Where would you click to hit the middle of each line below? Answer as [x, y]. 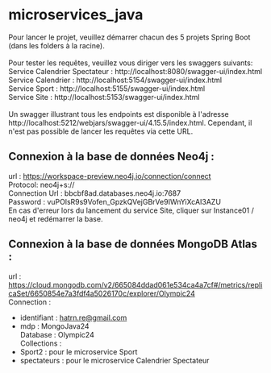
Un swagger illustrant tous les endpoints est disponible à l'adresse [119, 114]
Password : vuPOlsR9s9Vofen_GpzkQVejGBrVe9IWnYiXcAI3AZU [115, 201]
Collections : [41, 343]
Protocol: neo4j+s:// [42, 184]
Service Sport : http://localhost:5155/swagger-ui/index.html [107, 88]
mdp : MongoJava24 [55, 326]
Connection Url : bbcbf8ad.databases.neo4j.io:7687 [95, 193]
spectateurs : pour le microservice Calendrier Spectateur [115, 360]
